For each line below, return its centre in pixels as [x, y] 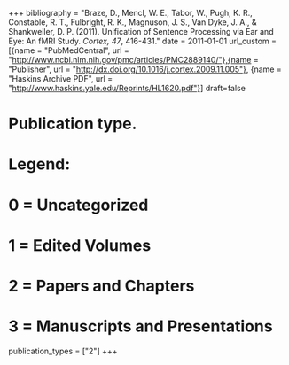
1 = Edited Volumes [80, 245]
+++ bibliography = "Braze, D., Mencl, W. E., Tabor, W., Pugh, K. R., [131, 13]
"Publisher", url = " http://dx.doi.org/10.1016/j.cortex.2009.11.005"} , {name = [145, 69]
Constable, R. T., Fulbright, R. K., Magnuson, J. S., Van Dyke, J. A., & [133, 22]
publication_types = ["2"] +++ [63, 351]
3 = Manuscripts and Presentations [141, 326]
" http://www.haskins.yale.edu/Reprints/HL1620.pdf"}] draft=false [127, 88]
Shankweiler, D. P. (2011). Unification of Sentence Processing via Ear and [141, 31]
